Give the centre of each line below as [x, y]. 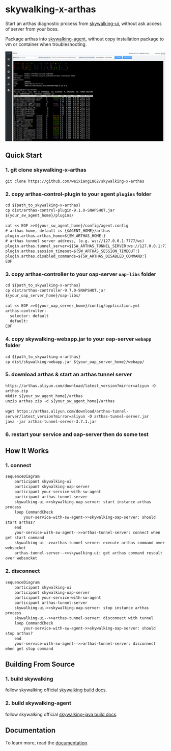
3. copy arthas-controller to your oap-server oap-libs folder [81, 274]
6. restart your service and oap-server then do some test [77, 434]
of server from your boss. [32, 29]
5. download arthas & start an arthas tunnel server [69, 375]
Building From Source [40, 664]
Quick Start [24, 155]
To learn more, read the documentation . [47, 743]
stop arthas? [19, 633]
